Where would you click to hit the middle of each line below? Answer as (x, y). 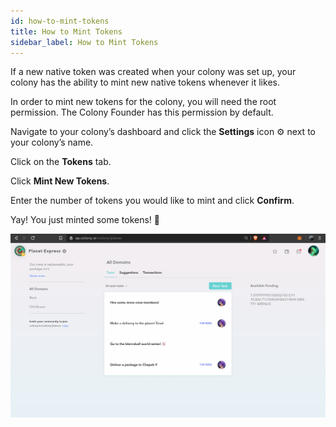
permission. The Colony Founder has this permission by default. (142, 112)
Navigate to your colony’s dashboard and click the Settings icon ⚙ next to (163, 132)
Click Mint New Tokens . (60, 181)
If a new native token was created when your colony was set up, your (153, 72)
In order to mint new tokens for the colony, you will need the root (143, 102)
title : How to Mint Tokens (66, 31)
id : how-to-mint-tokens (60, 21)
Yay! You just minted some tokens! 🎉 (85, 220)
